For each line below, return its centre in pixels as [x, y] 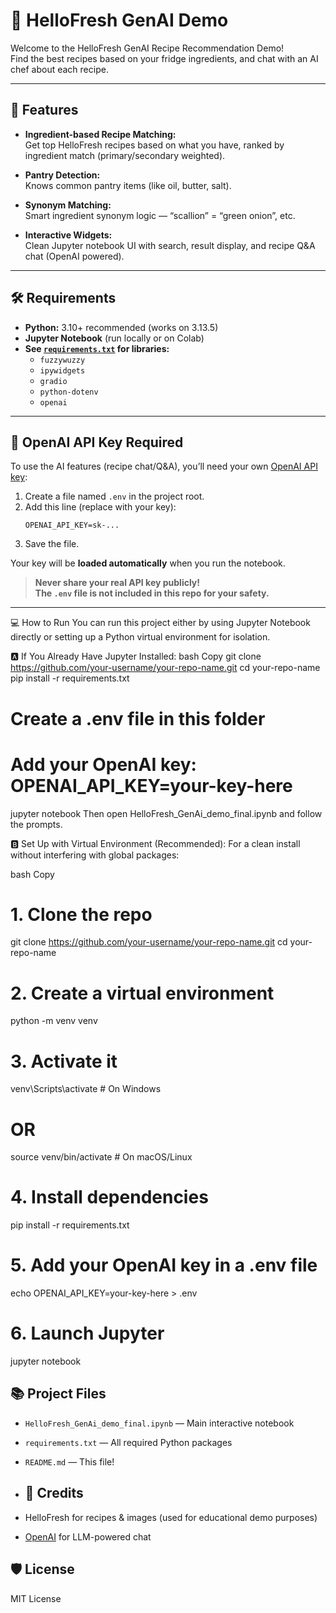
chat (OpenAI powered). [74, 256]
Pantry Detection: [62, 175]
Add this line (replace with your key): [100, 507]
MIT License [36, 1598]
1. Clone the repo [81, 914]
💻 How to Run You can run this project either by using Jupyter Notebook [160, 623]
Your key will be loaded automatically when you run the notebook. [148, 563]
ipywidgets [62, 370]
